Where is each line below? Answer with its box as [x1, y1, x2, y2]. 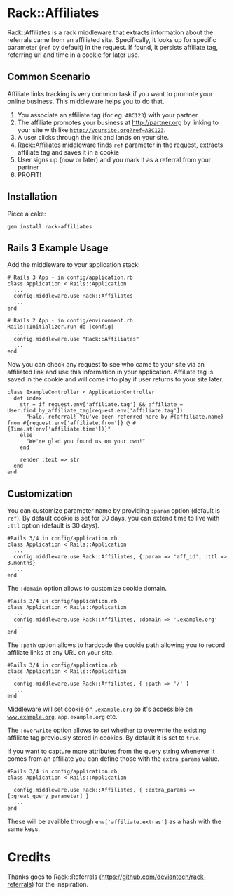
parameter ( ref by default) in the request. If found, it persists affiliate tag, [7, 43, 219, 51]
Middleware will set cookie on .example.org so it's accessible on [7, 705, 193, 714]
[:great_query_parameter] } [7, 792, 90, 800]
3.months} [7, 560, 36, 567]
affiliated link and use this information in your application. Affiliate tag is [7, 367, 214, 377]
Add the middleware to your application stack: [7, 261, 140, 269]
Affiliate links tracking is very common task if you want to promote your [7, 89, 213, 98]
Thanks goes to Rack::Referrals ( [7, 873, 102, 881]
